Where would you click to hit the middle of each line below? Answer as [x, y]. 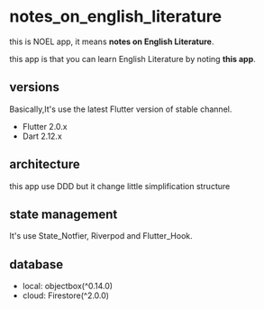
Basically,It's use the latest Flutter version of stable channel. [121, 109]
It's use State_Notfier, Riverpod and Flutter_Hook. [101, 236]
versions [35, 87]
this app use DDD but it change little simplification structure [120, 186]
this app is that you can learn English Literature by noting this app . [133, 59]
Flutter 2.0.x [45, 126]
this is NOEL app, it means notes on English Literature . [112, 41]
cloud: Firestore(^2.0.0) [66, 295]
